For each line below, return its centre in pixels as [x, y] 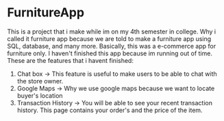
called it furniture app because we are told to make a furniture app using [109, 38]
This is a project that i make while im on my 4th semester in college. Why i [112, 31]
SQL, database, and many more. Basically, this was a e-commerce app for [112, 46]
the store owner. [40, 81]
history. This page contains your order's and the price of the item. [110, 110]
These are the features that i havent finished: [70, 60]
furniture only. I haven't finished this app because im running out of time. [110, 53]
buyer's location [40, 95]
